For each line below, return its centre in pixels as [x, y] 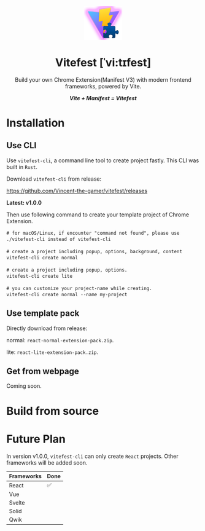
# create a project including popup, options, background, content [95, 251]
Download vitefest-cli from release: [54, 179]
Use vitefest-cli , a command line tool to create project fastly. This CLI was [103, 160]
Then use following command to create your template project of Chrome [98, 214]
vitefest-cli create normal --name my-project [67, 294]
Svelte [17, 502]
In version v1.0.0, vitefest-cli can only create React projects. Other [93, 456]
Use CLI [21, 145]
